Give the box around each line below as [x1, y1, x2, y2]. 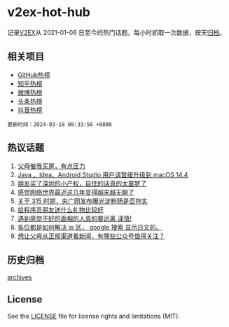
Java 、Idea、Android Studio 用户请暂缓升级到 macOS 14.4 [17, 170, 188, 179]
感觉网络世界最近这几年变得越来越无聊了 [17, 188, 134, 196]
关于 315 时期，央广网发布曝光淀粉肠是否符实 [17, 197, 148, 205]
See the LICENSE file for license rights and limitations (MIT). [7, 312, 181, 321]
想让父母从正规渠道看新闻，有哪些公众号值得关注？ [17, 232, 165, 240]
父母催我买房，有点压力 [17, 162, 85, 170]
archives [7, 273, 32, 281]
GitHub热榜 [17, 71, 50, 79]
